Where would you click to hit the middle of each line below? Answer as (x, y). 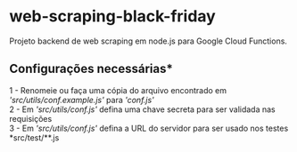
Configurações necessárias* (91, 69)
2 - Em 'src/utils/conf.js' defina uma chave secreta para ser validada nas (143, 109)
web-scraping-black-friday (112, 16)
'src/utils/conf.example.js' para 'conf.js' (82, 100)
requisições (31, 118)
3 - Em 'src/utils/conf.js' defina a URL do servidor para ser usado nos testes (149, 128)
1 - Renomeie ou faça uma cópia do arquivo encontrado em (118, 90)
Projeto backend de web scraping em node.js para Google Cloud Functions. (148, 41)
